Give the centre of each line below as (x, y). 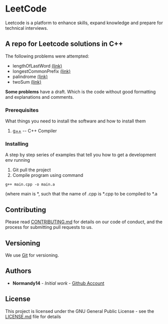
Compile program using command (48, 175)
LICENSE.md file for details (33, 316)
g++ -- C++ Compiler (35, 131)
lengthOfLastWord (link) (37, 66)
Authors (18, 271)
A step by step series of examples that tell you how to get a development (81, 155)
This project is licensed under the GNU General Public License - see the (80, 311)
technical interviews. (27, 28)
